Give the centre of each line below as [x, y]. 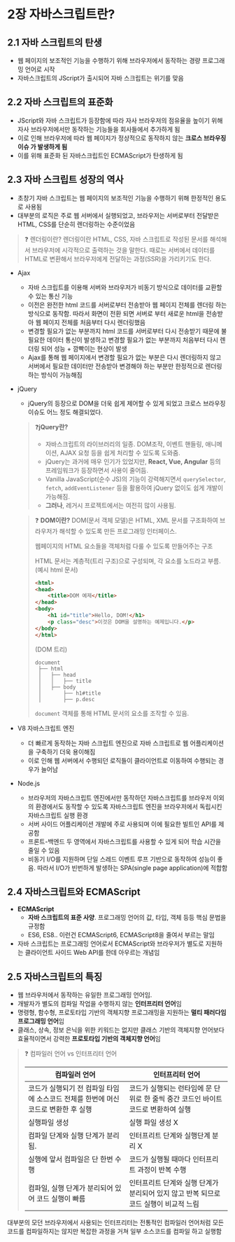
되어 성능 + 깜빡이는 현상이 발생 [84, 348]
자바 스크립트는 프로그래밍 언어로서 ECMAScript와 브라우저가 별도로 [111, 944]
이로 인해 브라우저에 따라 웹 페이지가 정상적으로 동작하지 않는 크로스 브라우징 [122, 138]
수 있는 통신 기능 [50, 296]
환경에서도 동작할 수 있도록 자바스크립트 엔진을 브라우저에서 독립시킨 [129, 806]
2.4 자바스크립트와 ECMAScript [74, 891]
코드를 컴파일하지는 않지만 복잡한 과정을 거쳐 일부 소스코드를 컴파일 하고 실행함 [115, 1231]
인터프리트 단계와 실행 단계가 [174, 1183]
